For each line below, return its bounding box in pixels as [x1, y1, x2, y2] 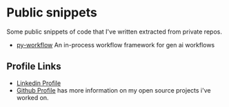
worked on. [16, 93, 49, 102]
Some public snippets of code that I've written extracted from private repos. [6, 27, 222, 36]
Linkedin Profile [16, 79, 61, 87]
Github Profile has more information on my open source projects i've [16, 86, 211, 94]
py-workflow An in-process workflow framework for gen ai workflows [16, 40, 215, 49]
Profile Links [6, 60, 61, 73]
